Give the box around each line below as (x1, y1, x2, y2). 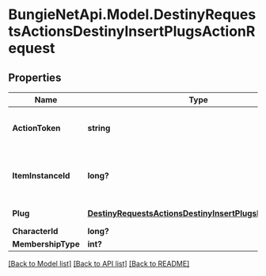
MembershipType (12, 239, 81, 249)
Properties (8, 71, 62, 84)
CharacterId (12, 226, 59, 236)
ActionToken (12, 123, 61, 133)
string (87, 123, 111, 133)
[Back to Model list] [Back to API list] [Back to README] (8, 259, 190, 268)
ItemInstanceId (12, 171, 70, 181)
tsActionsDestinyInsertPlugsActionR (8, 22, 256, 40)
